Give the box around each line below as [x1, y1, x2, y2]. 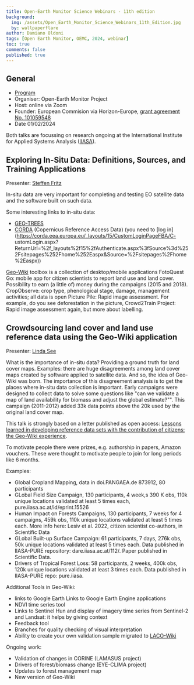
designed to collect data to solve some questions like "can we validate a [6, 390, 179, 397]
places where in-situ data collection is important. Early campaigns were [6, 384, 178, 391]
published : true [6, 52, 45, 58]
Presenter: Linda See [6, 348, 57, 355]
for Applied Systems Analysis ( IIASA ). [6, 138, 96, 145]
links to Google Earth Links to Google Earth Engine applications [14, 595, 166, 602]
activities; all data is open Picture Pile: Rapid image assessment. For [6, 293, 169, 300]
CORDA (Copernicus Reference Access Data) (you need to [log [14, 226, 166, 233]
